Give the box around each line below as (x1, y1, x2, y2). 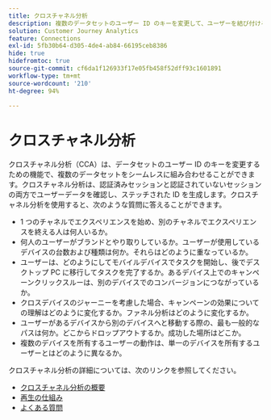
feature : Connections (8, 34, 81, 43)
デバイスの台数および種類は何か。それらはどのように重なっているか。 (19, 247, 253, 257)
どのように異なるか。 (55, 348, 127, 358)
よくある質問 (19, 403, 63, 413)
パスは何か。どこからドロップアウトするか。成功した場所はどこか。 (19, 328, 246, 338)
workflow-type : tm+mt (8, 72, 81, 80)
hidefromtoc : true (8, 57, 70, 65)
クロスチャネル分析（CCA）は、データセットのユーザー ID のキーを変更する (8, 159, 261, 170)
